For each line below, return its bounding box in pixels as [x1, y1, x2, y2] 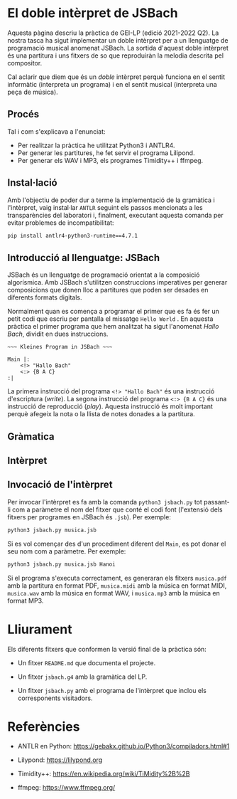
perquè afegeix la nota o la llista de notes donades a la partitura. [7, 410, 195, 418]
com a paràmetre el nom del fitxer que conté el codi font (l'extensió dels [11, 505, 223, 514]
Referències [7, 719, 80, 734]
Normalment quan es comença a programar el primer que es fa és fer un [7, 307, 220, 316]
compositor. [7, 58, 43, 67]
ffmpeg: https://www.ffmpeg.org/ [17, 783, 116, 792]
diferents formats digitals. [7, 293, 82, 302]
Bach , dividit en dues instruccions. [7, 329, 109, 339]
